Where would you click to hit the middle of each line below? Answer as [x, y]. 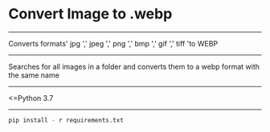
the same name [34, 75]
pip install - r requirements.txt [66, 120]
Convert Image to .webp [90, 14]
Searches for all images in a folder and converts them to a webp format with [134, 66]
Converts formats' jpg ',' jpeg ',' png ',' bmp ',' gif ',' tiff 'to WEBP [113, 43]
